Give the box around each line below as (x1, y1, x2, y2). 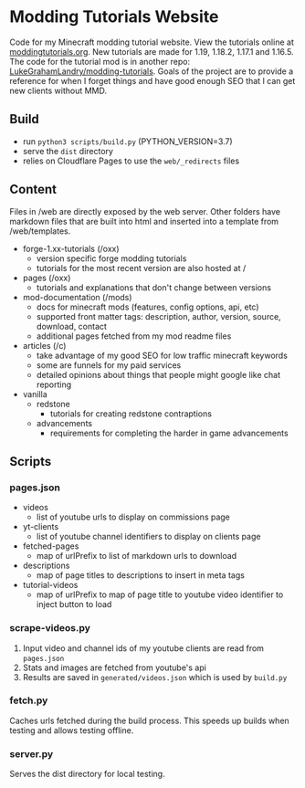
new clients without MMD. (9, 85, 108, 96)
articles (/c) (22, 340, 67, 351)
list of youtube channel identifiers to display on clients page (36, 531, 261, 542)
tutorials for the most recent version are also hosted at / (36, 262, 247, 273)
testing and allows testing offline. (9, 724, 134, 736)
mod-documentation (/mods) (22, 291, 132, 302)
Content (9, 182, 58, 197)
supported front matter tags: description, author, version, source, (36, 310, 281, 321)
